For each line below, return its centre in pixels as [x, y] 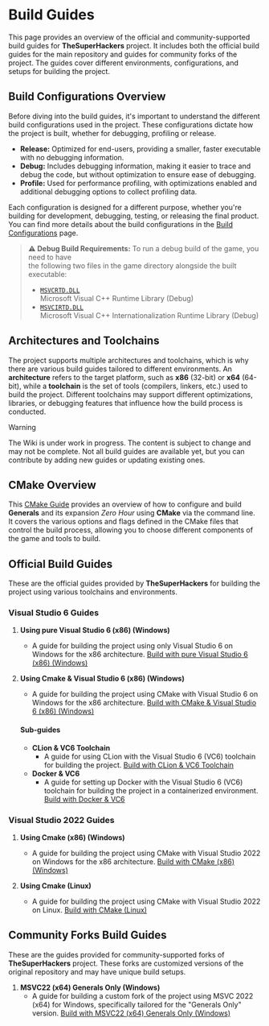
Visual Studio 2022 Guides [61, 820]
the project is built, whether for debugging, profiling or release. [112, 133]
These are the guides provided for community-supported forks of [116, 954]
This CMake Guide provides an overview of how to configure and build [125, 504]
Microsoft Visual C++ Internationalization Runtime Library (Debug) [149, 315]
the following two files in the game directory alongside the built [132, 265]
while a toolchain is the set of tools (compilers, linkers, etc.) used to [135, 386]
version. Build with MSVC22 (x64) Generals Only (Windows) [131, 1013]
